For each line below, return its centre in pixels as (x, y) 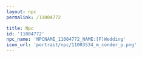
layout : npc (21, 12)
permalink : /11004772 (34, 17)
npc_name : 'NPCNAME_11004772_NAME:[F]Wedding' (66, 40)
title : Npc (20, 28)
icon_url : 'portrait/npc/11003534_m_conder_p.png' (72, 45)
